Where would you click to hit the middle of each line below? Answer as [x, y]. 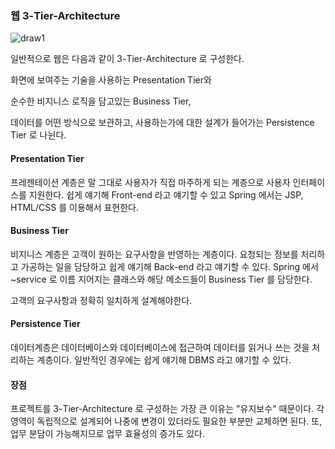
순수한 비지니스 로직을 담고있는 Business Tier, [101, 101]
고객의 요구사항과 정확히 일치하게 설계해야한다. [101, 300]
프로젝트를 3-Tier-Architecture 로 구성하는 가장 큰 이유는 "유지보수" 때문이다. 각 [167, 409]
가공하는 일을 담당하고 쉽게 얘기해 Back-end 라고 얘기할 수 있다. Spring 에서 [169, 266]
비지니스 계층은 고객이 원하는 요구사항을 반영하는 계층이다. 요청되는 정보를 [154, 254]
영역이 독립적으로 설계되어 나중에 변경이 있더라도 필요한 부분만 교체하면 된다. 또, [166, 421]
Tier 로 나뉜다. [38, 135]
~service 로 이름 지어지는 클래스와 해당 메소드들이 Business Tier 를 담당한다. [161, 279]
